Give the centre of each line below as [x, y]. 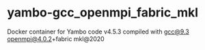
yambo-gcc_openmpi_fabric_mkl [103, 13]
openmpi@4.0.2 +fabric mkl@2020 [56, 38]
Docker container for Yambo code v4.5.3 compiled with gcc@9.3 [98, 32]
